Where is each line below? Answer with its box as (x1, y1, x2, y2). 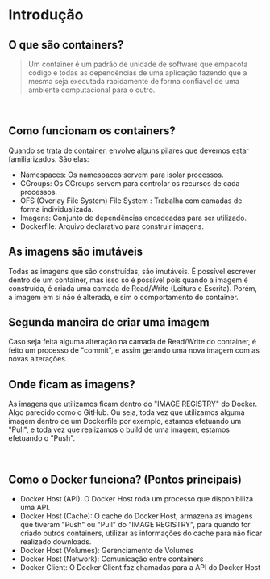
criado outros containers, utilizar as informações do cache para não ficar (19, 528, 263, 539)
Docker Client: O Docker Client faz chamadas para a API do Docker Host (19, 563, 261, 573)
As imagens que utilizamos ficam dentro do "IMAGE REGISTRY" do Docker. (8, 399, 258, 409)
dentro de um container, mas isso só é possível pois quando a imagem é (8, 275, 248, 285)
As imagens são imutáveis (8, 245, 143, 259)
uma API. (19, 503, 51, 513)
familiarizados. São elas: (8, 154, 89, 163)
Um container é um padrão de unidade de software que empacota (27, 59, 248, 69)
